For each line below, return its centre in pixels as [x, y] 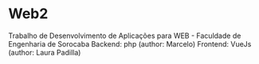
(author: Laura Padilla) [45, 52]
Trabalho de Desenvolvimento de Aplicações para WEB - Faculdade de [125, 36]
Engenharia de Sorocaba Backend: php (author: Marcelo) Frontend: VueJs [130, 43]
